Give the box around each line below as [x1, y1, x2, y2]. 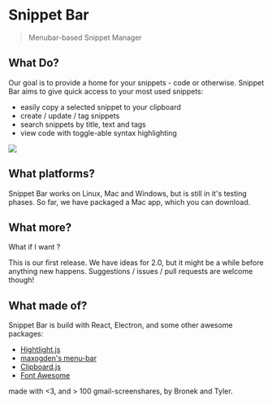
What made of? [8, 298, 88, 312]
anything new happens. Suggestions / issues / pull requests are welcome [8, 267, 253, 276]
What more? [8, 220, 72, 234]
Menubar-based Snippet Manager [28, 33, 142, 42]
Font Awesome [19, 371, 71, 380]
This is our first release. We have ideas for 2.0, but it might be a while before [8, 258, 264, 267]
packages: [8, 329, 44, 339]
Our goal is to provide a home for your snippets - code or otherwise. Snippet [8, 77, 265, 87]
